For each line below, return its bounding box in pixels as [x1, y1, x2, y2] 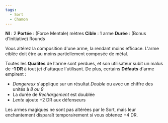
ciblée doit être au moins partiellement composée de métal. [5, 51, 128, 57]
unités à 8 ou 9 [12, 86, 44, 92]
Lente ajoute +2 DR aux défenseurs [12, 97, 86, 103]
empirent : [5, 71, 27, 77]
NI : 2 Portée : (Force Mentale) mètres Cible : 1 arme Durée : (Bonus [5, 31, 146, 37]
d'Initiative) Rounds [5, 36, 45, 42]
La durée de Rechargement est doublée [12, 91, 95, 98]
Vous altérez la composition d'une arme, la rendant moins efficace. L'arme [5, 46, 159, 52]
